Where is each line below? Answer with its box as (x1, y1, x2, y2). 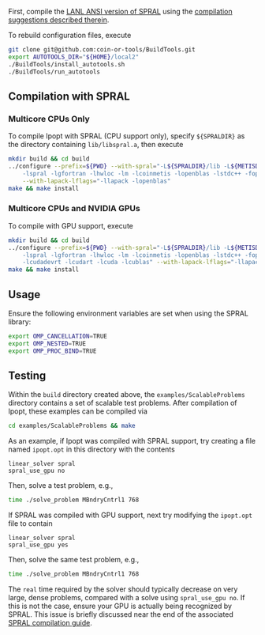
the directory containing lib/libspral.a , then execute (8, 140, 184, 149)
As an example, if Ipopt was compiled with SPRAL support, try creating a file (8, 437, 256, 446)
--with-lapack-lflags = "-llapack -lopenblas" (22, 177, 171, 185)
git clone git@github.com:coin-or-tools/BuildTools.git (8, 46, 196, 54)
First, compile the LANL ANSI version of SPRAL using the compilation (8, 7, 233, 16)
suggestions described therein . (8, 15, 110, 25)
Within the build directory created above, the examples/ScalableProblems (8, 390, 246, 399)
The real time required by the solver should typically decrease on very (8, 584, 238, 594)
